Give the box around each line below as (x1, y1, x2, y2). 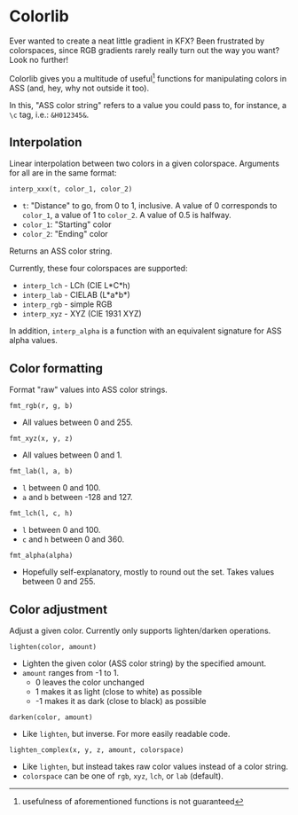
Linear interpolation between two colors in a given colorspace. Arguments (9, 158, 279, 169)
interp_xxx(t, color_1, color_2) (9, 184, 133, 194)
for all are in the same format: (9, 168, 117, 178)
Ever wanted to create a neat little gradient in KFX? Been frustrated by (9, 35, 265, 46)
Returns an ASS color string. (9, 246, 113, 256)
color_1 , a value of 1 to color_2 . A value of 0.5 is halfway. (21, 210, 232, 221)
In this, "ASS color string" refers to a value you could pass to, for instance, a (9, 99, 286, 110)
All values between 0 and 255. (21, 417, 133, 427)
